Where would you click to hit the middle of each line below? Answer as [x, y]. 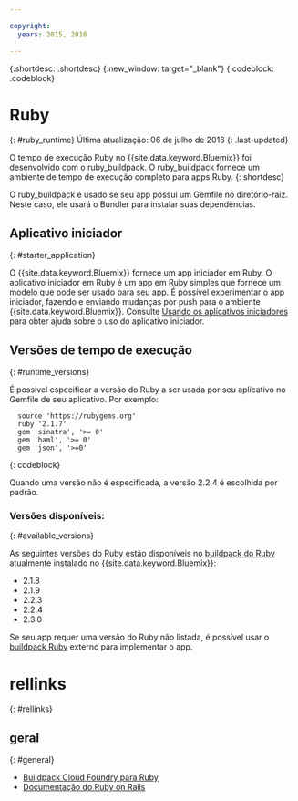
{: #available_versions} [51, 536]
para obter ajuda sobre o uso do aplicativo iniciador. [107, 321]
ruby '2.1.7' [42, 424]
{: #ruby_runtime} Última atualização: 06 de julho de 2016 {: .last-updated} [149, 140]
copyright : [30, 26]
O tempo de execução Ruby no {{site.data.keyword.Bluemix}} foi [131, 158]
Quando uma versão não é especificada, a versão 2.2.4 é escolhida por [144, 483]
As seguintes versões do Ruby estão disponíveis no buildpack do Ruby [142, 554]
